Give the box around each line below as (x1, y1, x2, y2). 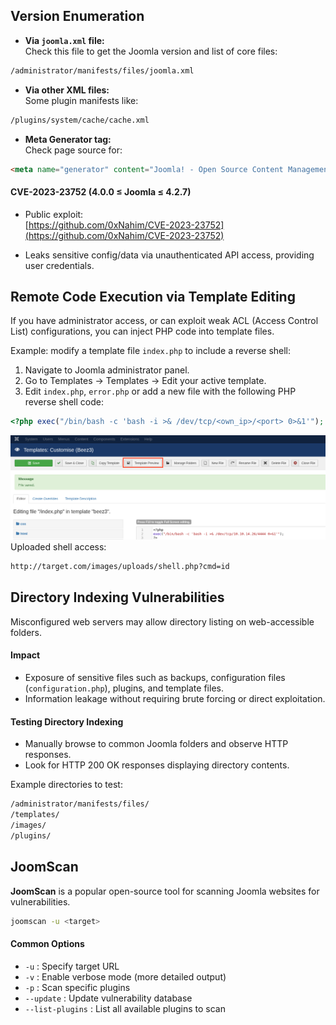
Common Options (10, 938, 85, 950)
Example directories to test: (10, 779, 123, 791)
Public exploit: (24, 208, 84, 220)
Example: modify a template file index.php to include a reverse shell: (10, 345, 292, 357)
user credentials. (24, 259, 95, 271)
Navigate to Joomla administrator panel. (24, 364, 190, 376)
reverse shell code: (24, 396, 104, 408)
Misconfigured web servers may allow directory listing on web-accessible (10, 615, 315, 628)
